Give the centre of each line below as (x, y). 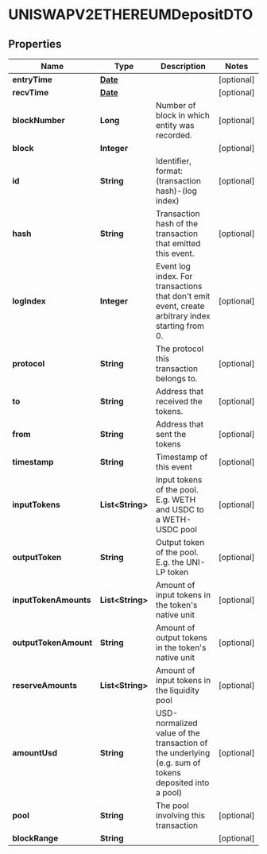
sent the (171, 434)
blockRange (35, 838)
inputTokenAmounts (52, 600)
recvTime (31, 93)
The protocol (180, 349)
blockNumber (39, 120)
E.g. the (170, 562)
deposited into (183, 783)
